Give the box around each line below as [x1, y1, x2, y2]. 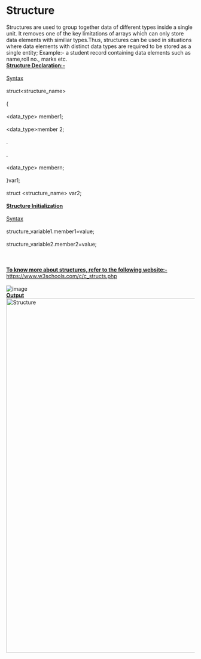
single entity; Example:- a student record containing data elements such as [6, 49, 191, 56]
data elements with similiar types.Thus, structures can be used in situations [6, 36, 192, 43]
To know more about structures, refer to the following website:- [6, 266, 167, 273]
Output [6, 291, 25, 299]
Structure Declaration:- [6, 61, 66, 69]
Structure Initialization [6, 202, 63, 209]
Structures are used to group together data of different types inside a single [6, 23, 193, 31]
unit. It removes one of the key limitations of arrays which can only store [6, 29, 184, 37]
